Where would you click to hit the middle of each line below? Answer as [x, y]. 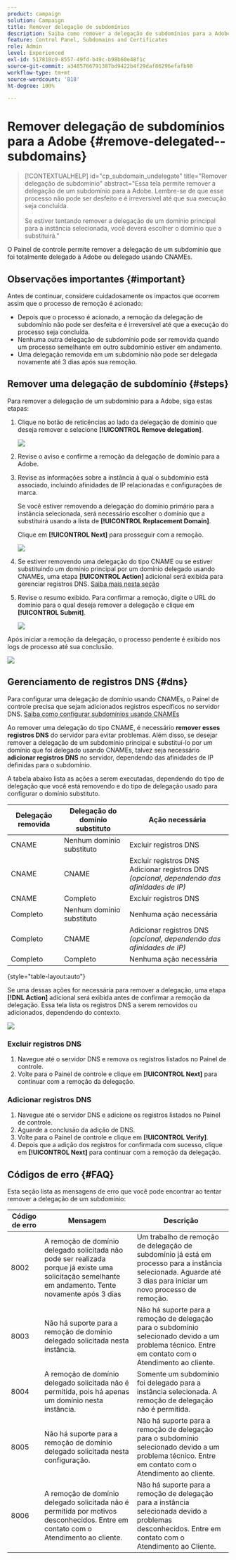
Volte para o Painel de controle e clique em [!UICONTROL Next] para [117, 1074]
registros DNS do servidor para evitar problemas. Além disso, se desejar [112, 735]
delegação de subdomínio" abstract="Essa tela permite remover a [120, 184]
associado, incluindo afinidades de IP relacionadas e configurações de [120, 485]
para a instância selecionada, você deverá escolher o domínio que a [123, 229]
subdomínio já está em [174, 1255]
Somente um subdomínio [178, 1374]
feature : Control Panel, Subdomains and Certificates [88, 40]
